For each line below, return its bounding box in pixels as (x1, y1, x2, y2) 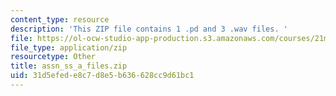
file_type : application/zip (10, 42, 128, 53)
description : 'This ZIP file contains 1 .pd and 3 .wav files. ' (10, 24, 288, 34)
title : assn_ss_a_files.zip (10, 61, 128, 71)
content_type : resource (10, 14, 110, 25)
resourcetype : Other (10, 52, 97, 62)
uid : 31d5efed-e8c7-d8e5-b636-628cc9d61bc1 (10, 71, 195, 81)
